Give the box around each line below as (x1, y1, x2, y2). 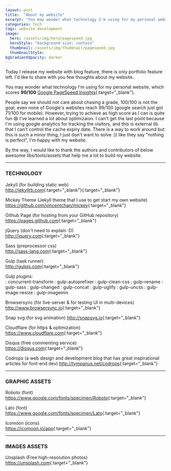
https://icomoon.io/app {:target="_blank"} (5, 425, 92, 431)
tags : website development (5, 26, 63, 32)
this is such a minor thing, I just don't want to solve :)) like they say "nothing (5, 132, 164, 138)
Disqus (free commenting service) (5, 340, 77, 346)
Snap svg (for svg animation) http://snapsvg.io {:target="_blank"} (5, 314, 141, 321)
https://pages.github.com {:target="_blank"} (5, 217, 97, 224)
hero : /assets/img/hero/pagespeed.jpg (10, 36, 93, 41)
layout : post (5, 7, 33, 13)
